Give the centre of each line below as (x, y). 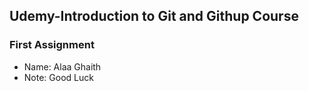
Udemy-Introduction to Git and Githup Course (154, 16)
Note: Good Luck (58, 77)
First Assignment (52, 45)
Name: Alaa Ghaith (62, 66)
